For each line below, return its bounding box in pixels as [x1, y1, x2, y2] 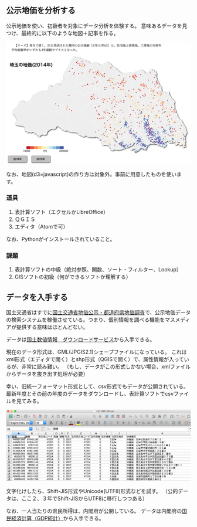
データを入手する [6, 292, 68, 302]
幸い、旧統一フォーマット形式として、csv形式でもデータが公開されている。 [6, 383, 189, 390]
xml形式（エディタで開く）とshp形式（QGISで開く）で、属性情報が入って [6, 355, 185, 362]
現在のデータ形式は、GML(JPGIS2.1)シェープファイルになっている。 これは [6, 348, 187, 355]
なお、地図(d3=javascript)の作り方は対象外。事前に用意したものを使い [6, 171, 177, 178]
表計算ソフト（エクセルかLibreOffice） [14, 208, 108, 215]
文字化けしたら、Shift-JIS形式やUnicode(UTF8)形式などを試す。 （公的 [6, 488, 178, 495]
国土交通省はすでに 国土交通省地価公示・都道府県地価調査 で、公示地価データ [6, 308, 191, 315]
